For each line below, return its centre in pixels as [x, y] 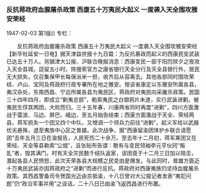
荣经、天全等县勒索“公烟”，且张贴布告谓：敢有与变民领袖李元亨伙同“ [93, 145]
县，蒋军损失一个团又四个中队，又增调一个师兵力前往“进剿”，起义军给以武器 [103, 123]
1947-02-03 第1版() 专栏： [40, 33]
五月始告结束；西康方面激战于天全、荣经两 [140, 115]
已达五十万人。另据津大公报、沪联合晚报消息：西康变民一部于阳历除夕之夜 [100, 62]
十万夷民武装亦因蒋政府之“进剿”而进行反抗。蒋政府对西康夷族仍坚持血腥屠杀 [103, 169]
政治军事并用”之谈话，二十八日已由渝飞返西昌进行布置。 [93, 184]
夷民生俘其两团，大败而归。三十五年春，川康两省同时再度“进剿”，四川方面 [100, 107]
